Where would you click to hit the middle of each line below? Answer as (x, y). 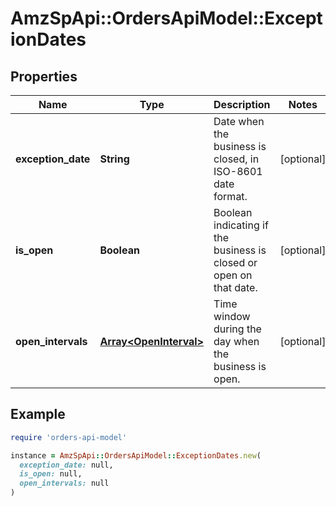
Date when (239, 121)
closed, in (236, 159)
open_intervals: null (64, 483)
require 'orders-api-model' (69, 437)
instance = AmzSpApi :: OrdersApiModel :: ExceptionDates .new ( (136, 455)
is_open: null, (51, 474)
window (232, 316)
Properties (44, 76)
